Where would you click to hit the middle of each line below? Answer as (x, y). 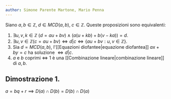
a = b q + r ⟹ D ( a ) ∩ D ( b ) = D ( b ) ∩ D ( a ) (47, 91)
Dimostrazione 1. (33, 79)
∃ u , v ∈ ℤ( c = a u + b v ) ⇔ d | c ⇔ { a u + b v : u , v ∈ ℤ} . (70, 41)
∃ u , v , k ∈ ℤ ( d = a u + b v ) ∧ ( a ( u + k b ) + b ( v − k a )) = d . (70, 35)
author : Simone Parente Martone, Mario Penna (55, 10)
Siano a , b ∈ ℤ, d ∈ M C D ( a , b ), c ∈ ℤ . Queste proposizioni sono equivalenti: (86, 25)
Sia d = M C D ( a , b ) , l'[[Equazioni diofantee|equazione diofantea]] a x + (86, 47)
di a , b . (20, 63)
